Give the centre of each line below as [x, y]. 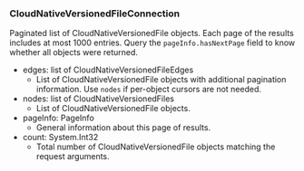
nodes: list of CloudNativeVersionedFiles [98, 99]
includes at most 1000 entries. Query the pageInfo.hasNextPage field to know [152, 43]
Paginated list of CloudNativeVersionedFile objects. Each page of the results [152, 33]
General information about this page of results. [123, 128]
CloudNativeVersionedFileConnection [94, 14]
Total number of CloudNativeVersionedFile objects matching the [156, 147]
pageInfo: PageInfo [59, 118]
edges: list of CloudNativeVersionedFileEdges [108, 70]
